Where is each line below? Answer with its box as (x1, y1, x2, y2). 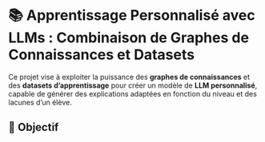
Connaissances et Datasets (8, 45, 195, 64)
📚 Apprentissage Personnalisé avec (8, 6, 255, 25)
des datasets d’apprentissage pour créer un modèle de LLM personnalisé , (8, 81, 258, 90)
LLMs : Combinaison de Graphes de (8, 29, 250, 47)
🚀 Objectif (8, 120, 59, 134)
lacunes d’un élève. (8, 97, 72, 107)
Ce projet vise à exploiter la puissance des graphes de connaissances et (8, 72, 251, 81)
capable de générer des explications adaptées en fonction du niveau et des (8, 89, 258, 98)
